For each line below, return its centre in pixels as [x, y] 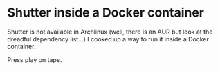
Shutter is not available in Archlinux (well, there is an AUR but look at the [110, 32]
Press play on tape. [35, 59]
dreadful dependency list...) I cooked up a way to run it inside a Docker [108, 39]
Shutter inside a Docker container [106, 13]
